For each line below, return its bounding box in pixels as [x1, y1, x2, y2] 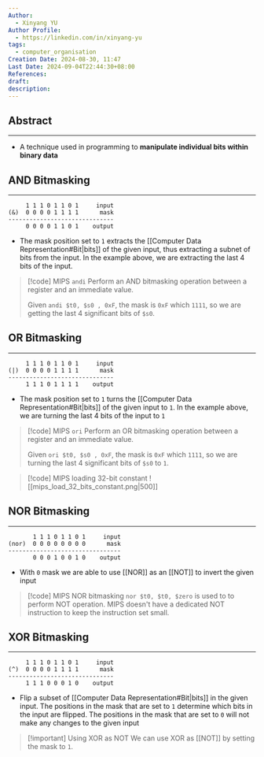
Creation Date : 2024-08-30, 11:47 [8, 56, 122, 64]
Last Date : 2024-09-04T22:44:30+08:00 [8, 63, 135, 71]
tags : [8, 41, 26, 49]
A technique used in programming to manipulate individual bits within [19, 143, 249, 152]
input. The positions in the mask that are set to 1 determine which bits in [19, 702, 253, 711]
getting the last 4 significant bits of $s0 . [27, 309, 156, 317]
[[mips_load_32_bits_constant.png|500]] [27, 481, 159, 491]
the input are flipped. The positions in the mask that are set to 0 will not [19, 710, 250, 719]
